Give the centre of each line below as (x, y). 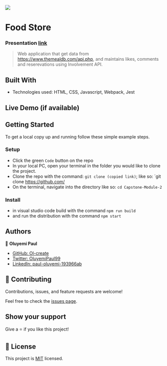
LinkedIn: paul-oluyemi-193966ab (47, 263)
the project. (24, 171)
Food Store (28, 28)
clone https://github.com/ (38, 181)
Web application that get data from (53, 54)
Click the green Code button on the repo (53, 160)
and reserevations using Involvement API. (60, 64)
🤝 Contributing (28, 280)
